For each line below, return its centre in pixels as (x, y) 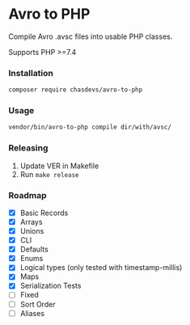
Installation (31, 73)
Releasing (28, 148)
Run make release (49, 174)
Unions (32, 231)
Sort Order (38, 304)
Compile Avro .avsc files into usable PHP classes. (91, 36)
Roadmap (27, 195)
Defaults (34, 249)
